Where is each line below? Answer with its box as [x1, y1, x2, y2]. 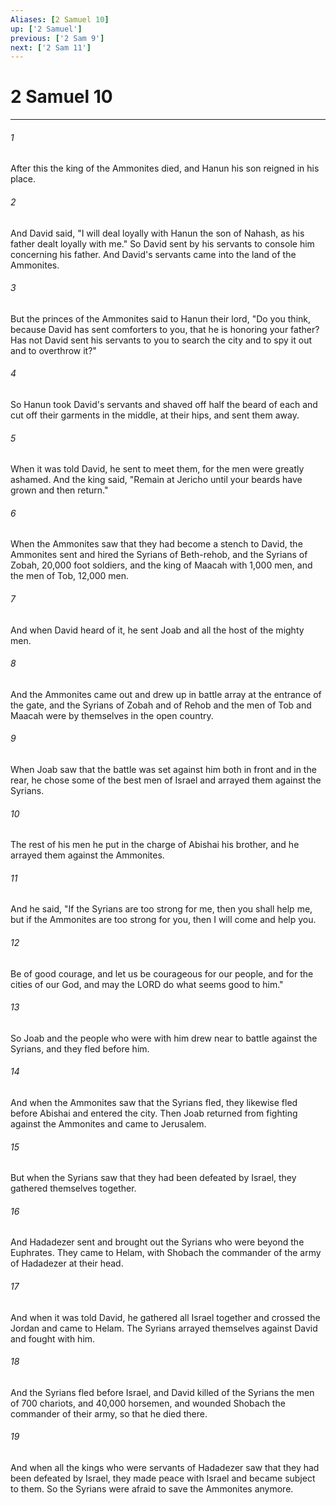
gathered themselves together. [10, 1182, 137, 1195]
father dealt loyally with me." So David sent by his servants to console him [10, 237, 315, 250]
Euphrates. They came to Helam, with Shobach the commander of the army [10, 1247, 322, 1259]
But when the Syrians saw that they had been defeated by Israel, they [10, 1172, 297, 1184]
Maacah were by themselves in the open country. [10, 709, 214, 721]
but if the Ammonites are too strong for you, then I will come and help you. [10, 914, 317, 926]
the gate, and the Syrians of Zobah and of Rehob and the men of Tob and [10, 699, 312, 711]
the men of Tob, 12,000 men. [10, 570, 130, 582]
